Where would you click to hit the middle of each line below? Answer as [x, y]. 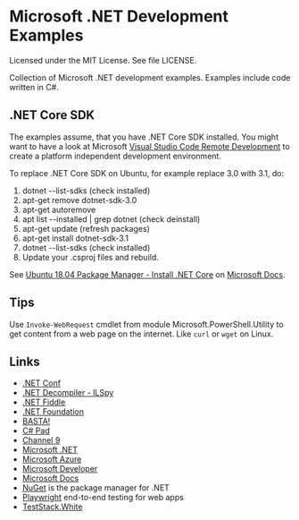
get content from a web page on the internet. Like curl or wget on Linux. [141, 334]
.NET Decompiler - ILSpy [68, 393]
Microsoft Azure [52, 459]
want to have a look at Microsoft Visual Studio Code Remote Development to [149, 146]
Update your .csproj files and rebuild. [90, 257]
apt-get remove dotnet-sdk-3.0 [79, 200]
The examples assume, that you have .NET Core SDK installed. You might [144, 137]
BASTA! [36, 422]
